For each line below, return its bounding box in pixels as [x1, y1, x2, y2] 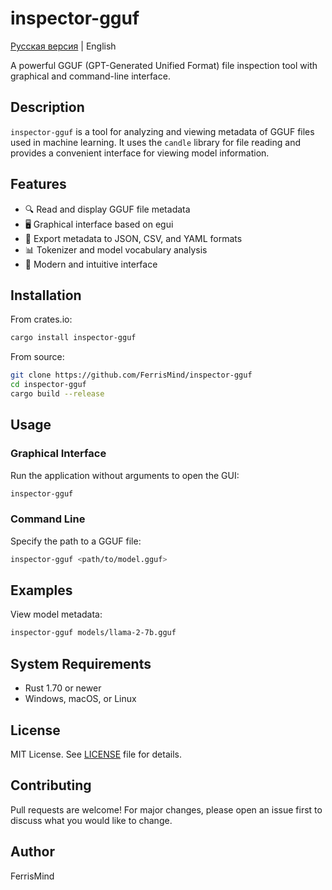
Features [10, 176, 67, 193]
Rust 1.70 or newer [24, 682, 102, 694]
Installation [10, 287, 82, 304]
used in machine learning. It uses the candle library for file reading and [10, 136, 302, 148]
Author [10, 843, 55, 861]
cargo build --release [10, 389, 105, 399]
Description [10, 99, 85, 116]
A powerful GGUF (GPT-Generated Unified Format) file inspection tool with [10, 59, 318, 71]
